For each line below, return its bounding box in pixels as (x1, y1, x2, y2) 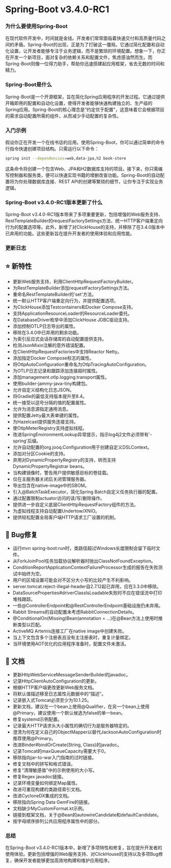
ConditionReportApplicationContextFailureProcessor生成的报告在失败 (12, 564, 159, 570)
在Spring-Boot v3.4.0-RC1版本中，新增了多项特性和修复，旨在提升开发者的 (5, 845, 162, 851)
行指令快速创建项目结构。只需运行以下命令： (5, 146, 99, 152)
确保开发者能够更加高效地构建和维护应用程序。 (14, 857, 112, 863)
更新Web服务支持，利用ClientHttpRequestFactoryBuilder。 (12, 278, 136, 284)
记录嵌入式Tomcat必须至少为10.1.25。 (12, 697, 92, 703)
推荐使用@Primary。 (12, 735, 56, 741)
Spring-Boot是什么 (5, 81, 52, 88)
